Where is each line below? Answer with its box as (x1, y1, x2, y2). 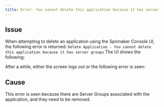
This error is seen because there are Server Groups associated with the (5, 91, 150, 97)
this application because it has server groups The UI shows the (5, 49, 141, 55)
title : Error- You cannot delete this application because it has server (5, 7, 160, 12)
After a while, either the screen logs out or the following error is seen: (5, 64, 146, 70)
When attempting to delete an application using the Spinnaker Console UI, (5, 38, 155, 44)
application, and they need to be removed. (5, 97, 91, 103)
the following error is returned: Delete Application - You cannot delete (5, 44, 152, 50)
